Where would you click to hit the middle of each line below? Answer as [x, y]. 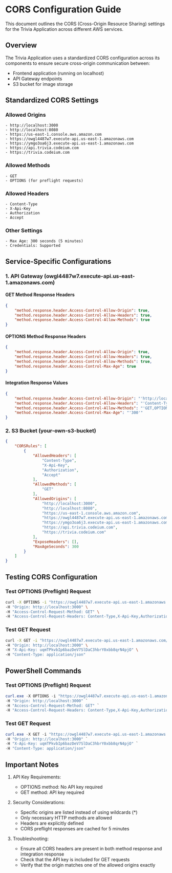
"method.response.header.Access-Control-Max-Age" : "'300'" [79, 413]
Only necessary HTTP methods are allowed [66, 817]
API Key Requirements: [37, 777]
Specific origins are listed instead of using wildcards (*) [79, 812]
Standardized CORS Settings [52, 101]
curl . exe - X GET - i [26, 734]
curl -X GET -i [21, 640]
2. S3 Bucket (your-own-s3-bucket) [51, 431]
